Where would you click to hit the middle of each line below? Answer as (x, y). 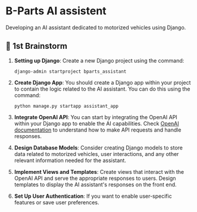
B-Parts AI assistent (56, 11)
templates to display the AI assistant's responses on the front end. (95, 184)
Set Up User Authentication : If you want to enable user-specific (93, 196)
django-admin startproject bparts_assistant (70, 71)
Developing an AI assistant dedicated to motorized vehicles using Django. (96, 27)
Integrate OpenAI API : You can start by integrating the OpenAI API (96, 117)
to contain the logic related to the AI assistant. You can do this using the (102, 89)
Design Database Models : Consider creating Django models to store (98, 148)
